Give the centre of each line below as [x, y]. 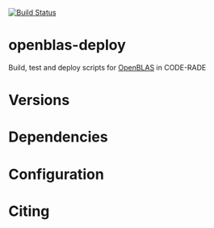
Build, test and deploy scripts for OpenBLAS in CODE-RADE [107, 67]
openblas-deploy [67, 45]
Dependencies [58, 137]
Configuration [57, 174]
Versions [39, 100]
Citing [29, 211]
